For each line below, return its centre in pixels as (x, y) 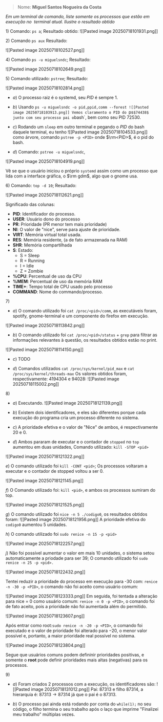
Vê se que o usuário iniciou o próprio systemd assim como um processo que (81, 171)
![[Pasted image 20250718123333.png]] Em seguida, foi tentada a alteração (81, 596)
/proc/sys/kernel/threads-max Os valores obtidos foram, (70, 374)
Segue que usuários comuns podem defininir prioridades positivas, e (75, 655)
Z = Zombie (31, 271)
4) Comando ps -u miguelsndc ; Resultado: (48, 60)
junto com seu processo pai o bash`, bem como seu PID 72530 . (77, 117)
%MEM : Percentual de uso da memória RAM (58, 281)
